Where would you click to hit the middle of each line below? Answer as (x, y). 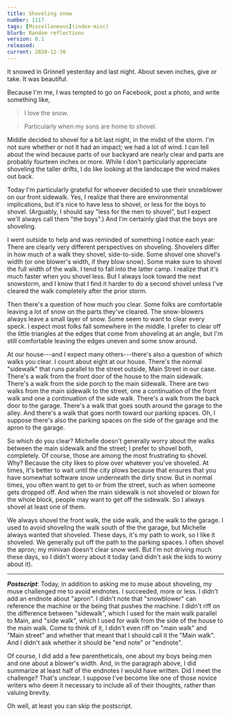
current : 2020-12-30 (37, 52)
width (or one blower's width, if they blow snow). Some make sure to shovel (114, 261)
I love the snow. (46, 113)
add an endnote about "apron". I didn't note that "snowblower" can (102, 598)
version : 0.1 (26, 39)
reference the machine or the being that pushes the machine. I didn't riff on (114, 606)
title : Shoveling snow (40, 13)
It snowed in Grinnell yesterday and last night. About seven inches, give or (112, 71)
